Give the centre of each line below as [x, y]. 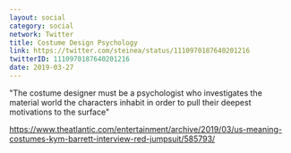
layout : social [38, 17]
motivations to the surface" [60, 112]
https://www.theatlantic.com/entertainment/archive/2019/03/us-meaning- [145, 129]
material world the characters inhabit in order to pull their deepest [130, 102]
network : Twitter [42, 34]
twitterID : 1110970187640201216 [69, 59]
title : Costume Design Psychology [74, 42]
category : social [42, 26]
